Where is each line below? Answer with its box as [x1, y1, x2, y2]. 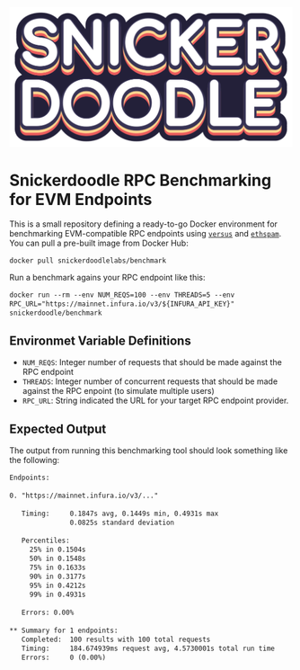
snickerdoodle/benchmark [9, 308, 102, 317]
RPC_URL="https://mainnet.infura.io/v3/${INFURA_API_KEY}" [9, 299, 235, 308]
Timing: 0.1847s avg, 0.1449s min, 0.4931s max [21, 509, 219, 519]
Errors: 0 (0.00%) [21, 653, 106, 663]
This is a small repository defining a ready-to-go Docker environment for [9, 219, 278, 229]
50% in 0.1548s [29, 554, 87, 564]
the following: [9, 455, 60, 466]
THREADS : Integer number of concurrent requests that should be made [22, 376, 278, 387]
